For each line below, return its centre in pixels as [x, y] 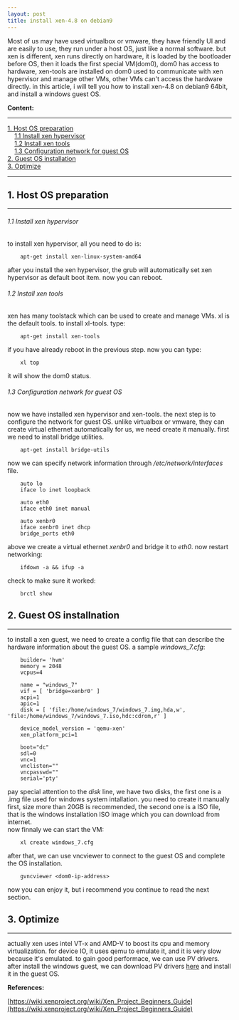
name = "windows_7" [49, 685]
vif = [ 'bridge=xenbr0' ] [60, 691]
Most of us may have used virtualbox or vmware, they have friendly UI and [117, 41]
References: [26, 987]
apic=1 [30, 703]
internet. [20, 822]
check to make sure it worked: [52, 581]
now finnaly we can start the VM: [56, 829]
